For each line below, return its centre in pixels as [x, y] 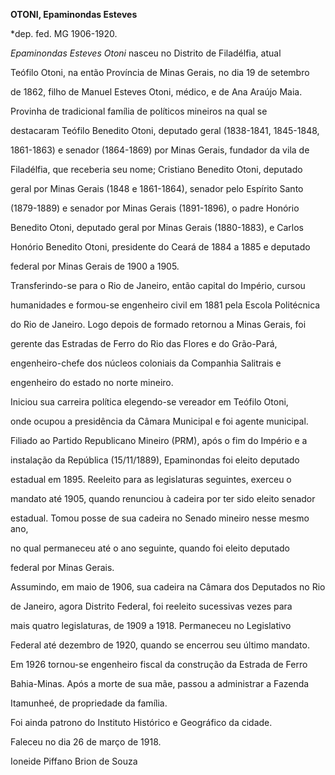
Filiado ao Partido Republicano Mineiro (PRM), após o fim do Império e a [159, 440]
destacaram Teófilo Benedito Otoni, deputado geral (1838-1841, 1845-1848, [165, 130]
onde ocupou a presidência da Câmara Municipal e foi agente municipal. [159, 421]
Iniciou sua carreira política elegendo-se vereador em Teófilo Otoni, [149, 402]
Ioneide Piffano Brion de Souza [74, 761]
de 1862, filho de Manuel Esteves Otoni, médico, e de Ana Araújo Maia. [156, 92]
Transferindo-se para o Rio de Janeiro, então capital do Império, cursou [158, 285]
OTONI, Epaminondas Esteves [74, 14]
